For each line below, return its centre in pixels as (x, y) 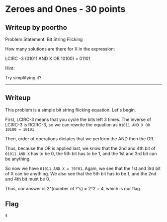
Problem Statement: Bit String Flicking (44, 39)
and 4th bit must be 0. (28, 179)
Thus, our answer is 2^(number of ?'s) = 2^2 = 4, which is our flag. (73, 188)
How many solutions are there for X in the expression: (60, 49)
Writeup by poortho (36, 28)
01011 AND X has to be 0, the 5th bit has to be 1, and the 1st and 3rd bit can (81, 153)
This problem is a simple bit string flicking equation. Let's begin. (71, 110)
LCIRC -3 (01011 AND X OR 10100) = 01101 (48, 58)
